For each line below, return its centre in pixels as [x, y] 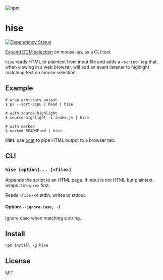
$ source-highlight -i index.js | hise [47, 118]
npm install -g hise [27, 245]
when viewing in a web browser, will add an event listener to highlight [77, 67]
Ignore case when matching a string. [43, 218]
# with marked [20, 126]
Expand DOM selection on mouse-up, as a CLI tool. [59, 52]
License [18, 261]
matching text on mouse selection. [41, 72]
